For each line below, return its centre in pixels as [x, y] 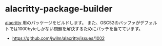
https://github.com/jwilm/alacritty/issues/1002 [58, 38]
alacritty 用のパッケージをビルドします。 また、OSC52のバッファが [73, 23]
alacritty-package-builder [59, 9]
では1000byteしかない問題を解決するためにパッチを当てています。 [76, 29]
